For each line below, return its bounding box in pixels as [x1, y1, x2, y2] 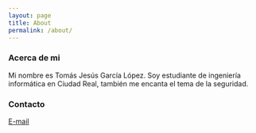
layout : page [8, 11, 52, 20]
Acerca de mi [8, 52, 60, 63]
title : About [8, 19, 52, 27]
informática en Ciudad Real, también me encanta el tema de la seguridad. [8, 78, 249, 88]
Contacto [8, 98, 45, 109]
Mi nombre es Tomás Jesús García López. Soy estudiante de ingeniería [8, 70, 241, 80]
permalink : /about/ [8, 26, 73, 34]
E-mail [8, 116, 29, 126]
